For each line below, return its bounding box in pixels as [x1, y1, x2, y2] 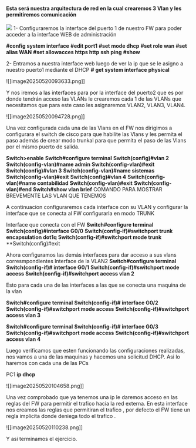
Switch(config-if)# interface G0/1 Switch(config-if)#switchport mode [6, 264, 180, 271]
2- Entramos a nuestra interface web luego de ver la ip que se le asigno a [6, 60, 184, 67]
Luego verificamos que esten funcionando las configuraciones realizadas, [6, 347, 185, 354]
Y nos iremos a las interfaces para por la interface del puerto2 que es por [6, 89, 184, 97]
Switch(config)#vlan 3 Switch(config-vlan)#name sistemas [6, 167, 155, 174]
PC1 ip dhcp [6, 371, 36, 378]
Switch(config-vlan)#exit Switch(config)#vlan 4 [6, 174, 126, 181]
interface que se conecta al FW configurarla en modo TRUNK [6, 210, 154, 217]
